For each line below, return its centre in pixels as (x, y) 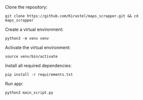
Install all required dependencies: (39, 65)
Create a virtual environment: (34, 29)
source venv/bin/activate (31, 56)
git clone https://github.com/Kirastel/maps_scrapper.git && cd (72, 16)
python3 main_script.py (29, 93)
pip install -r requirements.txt (39, 75)
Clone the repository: (26, 7)
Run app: (14, 84)
